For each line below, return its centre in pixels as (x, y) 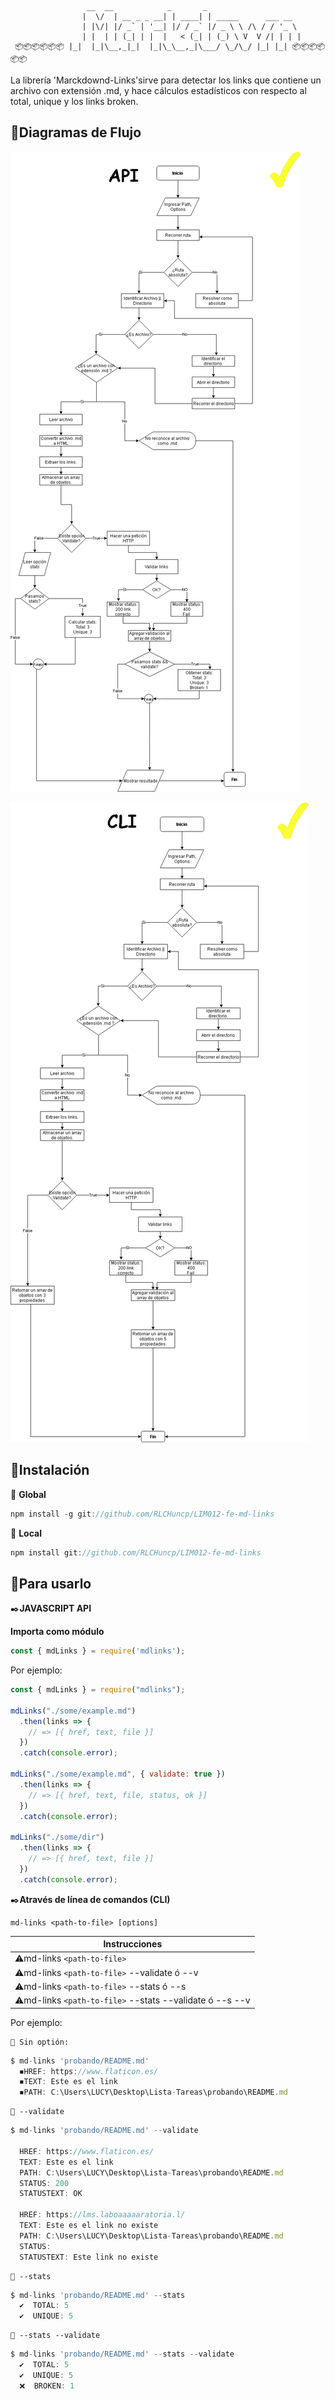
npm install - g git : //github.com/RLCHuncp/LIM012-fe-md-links (142, 1514)
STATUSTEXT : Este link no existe (89, 2257)
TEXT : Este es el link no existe (89, 2226)
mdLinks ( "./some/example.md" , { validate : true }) (118, 1774)
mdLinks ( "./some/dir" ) (57, 1837)
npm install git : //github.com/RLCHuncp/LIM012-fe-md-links (136, 1552)
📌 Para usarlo (51, 1583)
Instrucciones (133, 1944)
